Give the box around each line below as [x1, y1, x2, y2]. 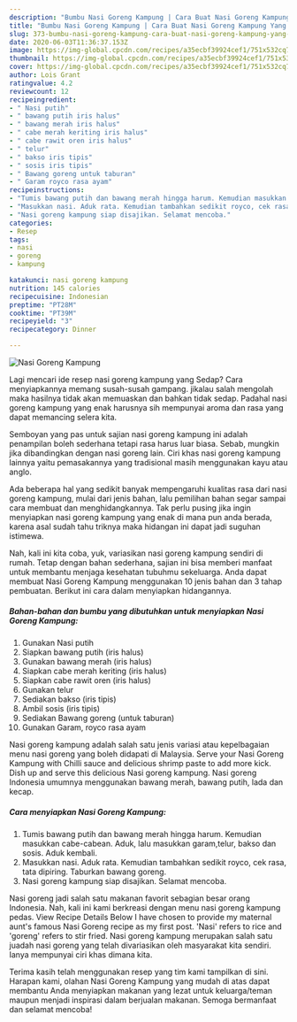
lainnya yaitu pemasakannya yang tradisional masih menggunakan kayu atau [9, 457, 289, 467]
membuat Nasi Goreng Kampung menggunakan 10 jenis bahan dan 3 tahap [9, 576, 283, 587]
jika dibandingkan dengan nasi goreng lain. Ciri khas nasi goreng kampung [9, 448, 281, 458]
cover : [9, 63, 34, 72]
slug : [9, 29, 29, 38]
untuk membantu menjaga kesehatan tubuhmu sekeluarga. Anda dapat [9, 567, 268, 577]
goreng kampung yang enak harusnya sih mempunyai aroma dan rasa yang [9, 403, 284, 412]
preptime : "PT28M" [9, 300, 77, 310]
